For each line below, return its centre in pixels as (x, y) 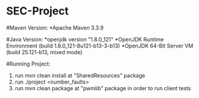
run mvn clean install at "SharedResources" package (80, 75)
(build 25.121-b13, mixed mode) (44, 52)
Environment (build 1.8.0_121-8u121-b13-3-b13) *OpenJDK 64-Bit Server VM (100, 46)
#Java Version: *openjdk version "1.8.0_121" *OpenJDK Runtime (85, 39)
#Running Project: (28, 64)
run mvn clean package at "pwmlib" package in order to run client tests (103, 88)
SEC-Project (37, 11)
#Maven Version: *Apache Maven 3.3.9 (55, 28)
